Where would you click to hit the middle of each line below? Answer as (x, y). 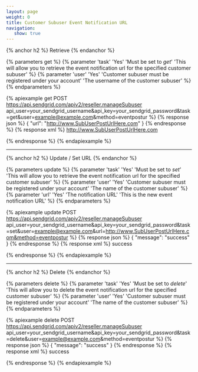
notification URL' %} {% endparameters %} (58, 201)
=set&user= (20, 231)
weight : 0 (18, 17)
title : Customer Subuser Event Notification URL (67, 22)
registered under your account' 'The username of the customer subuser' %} (99, 81)
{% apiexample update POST (41, 213)
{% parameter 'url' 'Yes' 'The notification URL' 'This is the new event (89, 195)
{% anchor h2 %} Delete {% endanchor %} (58, 272)
